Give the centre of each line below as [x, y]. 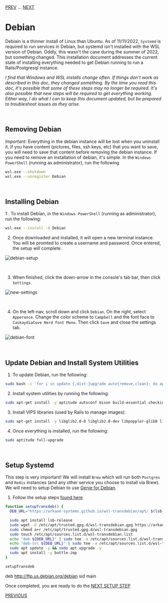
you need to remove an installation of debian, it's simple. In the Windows [78, 157]
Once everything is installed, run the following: [60, 431]
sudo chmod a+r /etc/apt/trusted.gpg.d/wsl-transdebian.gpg [73, 530]
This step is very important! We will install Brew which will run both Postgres [83, 477]
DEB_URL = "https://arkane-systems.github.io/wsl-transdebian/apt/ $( [82, 512]
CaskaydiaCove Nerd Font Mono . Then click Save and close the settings [84, 322]
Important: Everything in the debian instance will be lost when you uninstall [82, 141]
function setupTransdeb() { [34, 507]
